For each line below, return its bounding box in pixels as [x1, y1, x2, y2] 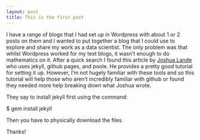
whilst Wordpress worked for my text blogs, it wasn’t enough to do [6, 50, 170, 57]
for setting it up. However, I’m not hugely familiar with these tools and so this [6, 69, 195, 76]
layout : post [6, 8, 39, 15]
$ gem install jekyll [6, 105, 53, 112]
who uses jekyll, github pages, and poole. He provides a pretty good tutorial [6, 62, 193, 69]
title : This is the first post [6, 14, 84, 20]
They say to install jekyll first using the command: [6, 93, 128, 101]
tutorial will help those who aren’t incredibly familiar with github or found [6, 75, 184, 83]
